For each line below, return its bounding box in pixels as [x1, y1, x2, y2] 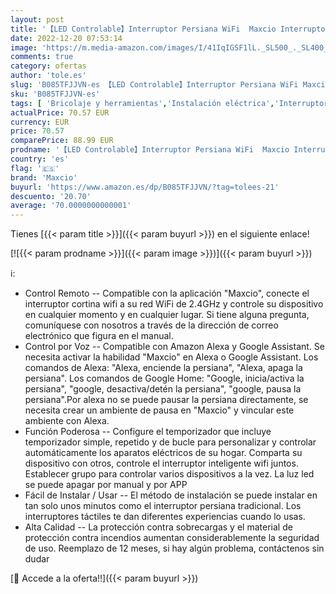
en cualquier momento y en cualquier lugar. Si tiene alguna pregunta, [24, 309, 310, 321]
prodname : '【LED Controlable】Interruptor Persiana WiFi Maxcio [10, 145, 290, 155]
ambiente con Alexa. [24, 415, 110, 427]
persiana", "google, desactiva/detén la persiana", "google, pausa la [24, 383, 302, 395]
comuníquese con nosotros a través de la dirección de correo [24, 319, 279, 331]
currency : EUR [10, 117, 70, 127]
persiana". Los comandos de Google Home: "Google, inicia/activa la [24, 372, 305, 385]
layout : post [10, 14, 65, 25]
